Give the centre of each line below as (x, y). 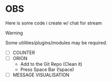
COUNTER (24, 52)
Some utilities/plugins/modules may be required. (56, 43)
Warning (14, 33)
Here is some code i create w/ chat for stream (54, 23)
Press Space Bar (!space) (47, 70)
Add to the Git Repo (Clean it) (51, 64)
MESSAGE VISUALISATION (41, 75)
